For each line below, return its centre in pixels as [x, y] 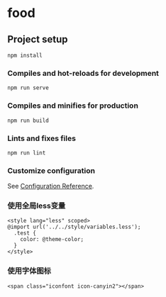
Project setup [38, 39]
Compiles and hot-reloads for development [83, 73]
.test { [25, 233]
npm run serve [28, 88]
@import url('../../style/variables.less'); [74, 227]
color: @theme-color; [52, 240]
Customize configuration [51, 170]
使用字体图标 [29, 271]
